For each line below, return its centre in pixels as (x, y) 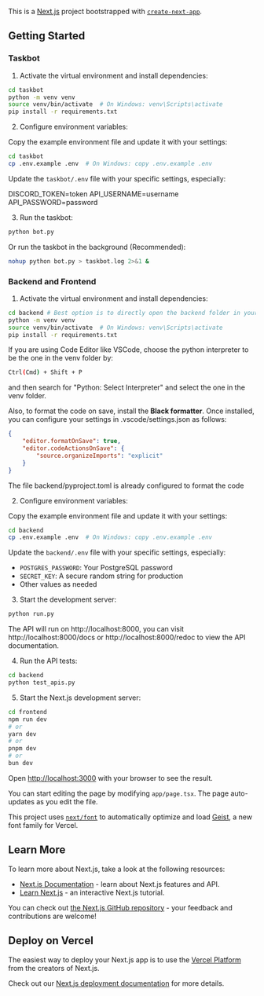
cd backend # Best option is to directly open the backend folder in (125, 313)
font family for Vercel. (43, 825)
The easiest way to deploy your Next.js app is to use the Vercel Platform (125, 959)
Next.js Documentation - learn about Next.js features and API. (119, 884)
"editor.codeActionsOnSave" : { (73, 449)
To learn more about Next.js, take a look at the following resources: (117, 869)
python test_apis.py (42, 683)
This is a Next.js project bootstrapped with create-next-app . (105, 11)
